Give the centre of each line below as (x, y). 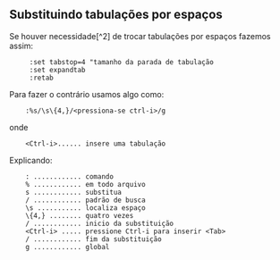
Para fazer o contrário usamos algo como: (87, 94)
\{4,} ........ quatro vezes (80, 215)
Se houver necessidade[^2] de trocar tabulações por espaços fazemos (140, 36)
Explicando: (31, 160)
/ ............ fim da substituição (94, 239)
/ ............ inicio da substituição (100, 223)
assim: (21, 46)
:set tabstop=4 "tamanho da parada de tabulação (122, 62)
